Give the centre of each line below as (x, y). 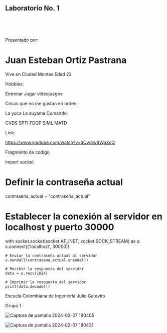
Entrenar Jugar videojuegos (34, 94)
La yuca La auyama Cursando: (37, 113)
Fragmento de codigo (28, 152)
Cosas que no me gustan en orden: (41, 103)
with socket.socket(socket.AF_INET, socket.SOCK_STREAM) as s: (73, 241)
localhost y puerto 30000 (60, 227)
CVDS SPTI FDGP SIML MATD (36, 123)
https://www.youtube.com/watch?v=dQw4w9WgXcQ (60, 142)
